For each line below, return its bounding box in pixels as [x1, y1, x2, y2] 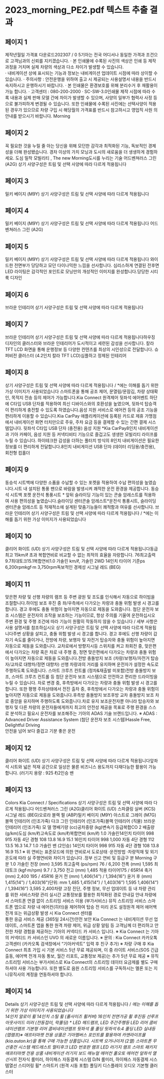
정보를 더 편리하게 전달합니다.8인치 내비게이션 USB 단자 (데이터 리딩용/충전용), [5, 444, 156, 449]
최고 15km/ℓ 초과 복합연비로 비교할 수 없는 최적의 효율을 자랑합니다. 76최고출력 [5, 552, 156, 558]
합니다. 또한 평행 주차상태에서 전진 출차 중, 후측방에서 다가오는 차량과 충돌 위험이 [5, 686, 159, 692]
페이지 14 [5, 987, 32, 996]
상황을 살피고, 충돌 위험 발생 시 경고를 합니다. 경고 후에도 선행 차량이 [22, 631, 153, 637]
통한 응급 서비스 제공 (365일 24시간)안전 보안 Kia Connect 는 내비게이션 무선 [5, 916, 153, 922]
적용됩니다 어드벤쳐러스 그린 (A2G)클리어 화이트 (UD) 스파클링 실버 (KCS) [14, 806, 156, 812]
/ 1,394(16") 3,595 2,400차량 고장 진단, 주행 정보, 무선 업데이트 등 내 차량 [5, 885, 147, 891]
